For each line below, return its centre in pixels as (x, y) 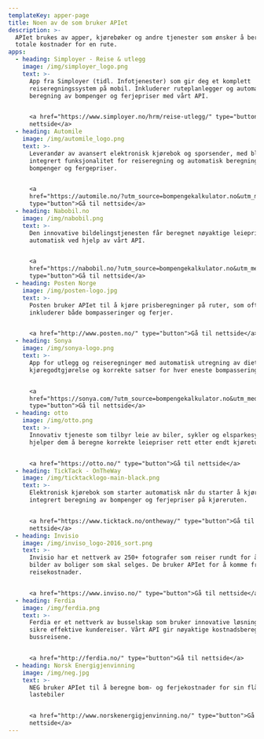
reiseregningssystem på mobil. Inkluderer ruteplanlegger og (131, 88)
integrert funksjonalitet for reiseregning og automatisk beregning (143, 161)
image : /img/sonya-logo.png (68, 348)
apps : (17, 52)
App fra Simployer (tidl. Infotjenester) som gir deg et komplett (140, 81)
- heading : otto (42, 414)
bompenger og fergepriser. (73, 168)
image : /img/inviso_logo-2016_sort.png (88, 543)
